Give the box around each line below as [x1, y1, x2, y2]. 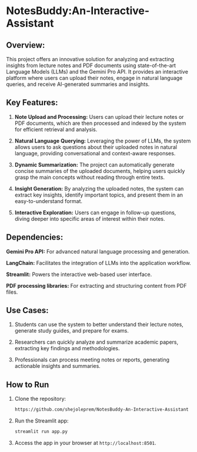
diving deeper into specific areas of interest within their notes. [14, 215, 166, 222]
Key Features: [6, 98, 58, 108]
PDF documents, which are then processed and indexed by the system [14, 119, 186, 127]
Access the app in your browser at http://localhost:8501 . [14, 440, 157, 446]
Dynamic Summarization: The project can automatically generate [14, 161, 175, 168]
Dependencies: [6, 232, 64, 242]
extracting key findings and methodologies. [14, 345, 120, 352]
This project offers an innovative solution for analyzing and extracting [6, 56, 175, 62]
